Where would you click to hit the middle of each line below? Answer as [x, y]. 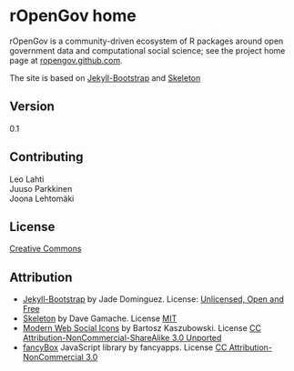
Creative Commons [46, 249]
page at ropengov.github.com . [66, 60]
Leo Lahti [27, 179]
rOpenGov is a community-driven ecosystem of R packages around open [147, 41]
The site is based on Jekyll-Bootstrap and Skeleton [105, 77]
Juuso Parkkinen [41, 188]
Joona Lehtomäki [42, 198]
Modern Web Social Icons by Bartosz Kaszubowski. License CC [142, 328]
